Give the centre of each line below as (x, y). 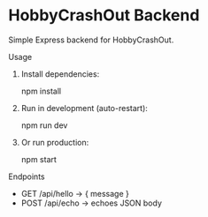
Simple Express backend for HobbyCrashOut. (91, 40)
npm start (39, 159)
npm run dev (44, 125)
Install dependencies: (60, 74)
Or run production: (55, 142)
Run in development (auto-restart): (84, 108)
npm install (41, 91)
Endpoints (27, 176)
